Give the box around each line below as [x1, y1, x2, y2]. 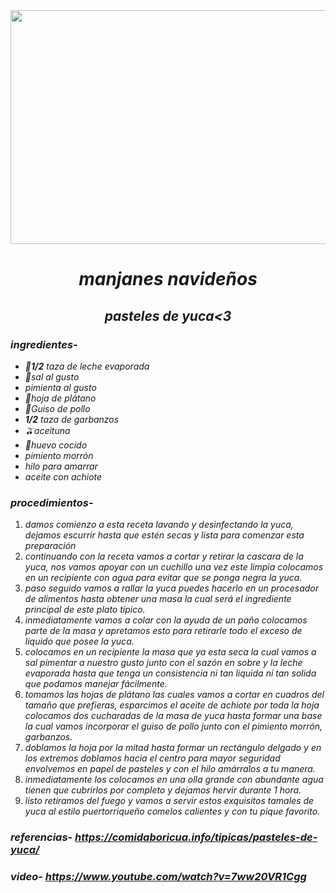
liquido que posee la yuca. [24, 635, 135, 648]
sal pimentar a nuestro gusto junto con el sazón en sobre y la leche [24, 657, 303, 669]
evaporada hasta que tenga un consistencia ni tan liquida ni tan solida [24, 667, 317, 679]
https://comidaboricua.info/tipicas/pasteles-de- [74, 830, 318, 844]
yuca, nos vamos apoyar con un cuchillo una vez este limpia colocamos [24, 561, 324, 573]
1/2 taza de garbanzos [24, 413, 120, 425]
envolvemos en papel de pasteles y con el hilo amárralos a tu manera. [24, 763, 316, 775]
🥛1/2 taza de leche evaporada [24, 360, 150, 372]
